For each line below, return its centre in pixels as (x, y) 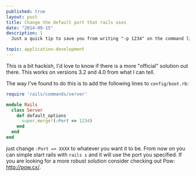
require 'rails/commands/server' (47, 94)
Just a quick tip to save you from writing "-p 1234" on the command (97, 39)
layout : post (22, 17)
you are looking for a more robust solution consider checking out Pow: (90, 161)
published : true (26, 11)
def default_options (41, 115)
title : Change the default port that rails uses (66, 22)
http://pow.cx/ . (24, 167)
